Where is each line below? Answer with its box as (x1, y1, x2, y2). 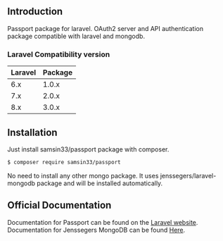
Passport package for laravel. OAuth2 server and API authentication (7, 24, 204, 32)
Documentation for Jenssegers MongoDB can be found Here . (7, 225, 186, 234)
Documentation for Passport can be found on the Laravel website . (7, 218, 198, 226)
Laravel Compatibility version (7, 49, 110, 59)
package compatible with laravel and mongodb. (7, 32, 146, 40)
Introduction (7, 6, 63, 18)
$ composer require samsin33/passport (7, 159, 121, 166)
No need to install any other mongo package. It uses (7, 171, 159, 180)
